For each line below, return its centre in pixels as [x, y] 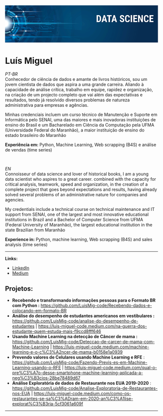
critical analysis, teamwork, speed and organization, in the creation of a [76, 184]
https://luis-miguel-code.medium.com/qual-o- [111, 368]
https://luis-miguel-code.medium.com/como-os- [82, 394]
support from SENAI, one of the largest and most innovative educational [77, 214]
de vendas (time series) [29, 150]
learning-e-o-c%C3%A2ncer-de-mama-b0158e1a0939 [67, 352]
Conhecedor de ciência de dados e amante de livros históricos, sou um [76, 79]
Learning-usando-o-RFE [37, 368]
